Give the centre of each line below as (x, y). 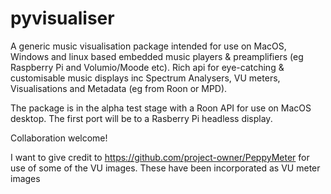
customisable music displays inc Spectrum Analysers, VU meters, (145, 78)
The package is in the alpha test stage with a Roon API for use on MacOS (161, 108)
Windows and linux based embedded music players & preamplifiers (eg (157, 56)
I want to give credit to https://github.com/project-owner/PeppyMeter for (160, 157)
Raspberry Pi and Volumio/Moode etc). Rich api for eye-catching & (147, 67)
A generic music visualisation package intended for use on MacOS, (148, 46)
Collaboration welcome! (59, 138)
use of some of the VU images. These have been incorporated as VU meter (165, 168)
